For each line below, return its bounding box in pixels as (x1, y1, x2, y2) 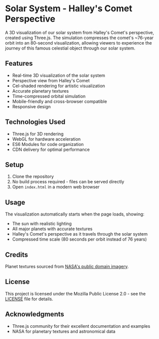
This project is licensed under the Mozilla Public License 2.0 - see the (5, 291, 146, 296)
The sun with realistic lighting (12, 221, 72, 227)
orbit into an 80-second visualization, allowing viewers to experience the (5, 40, 152, 46)
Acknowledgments (5, 310, 65, 318)
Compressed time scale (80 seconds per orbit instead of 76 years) (12, 236, 147, 242)
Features (5, 59, 33, 68)
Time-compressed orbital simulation (12, 93, 86, 99)
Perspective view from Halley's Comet (12, 77, 90, 83)
